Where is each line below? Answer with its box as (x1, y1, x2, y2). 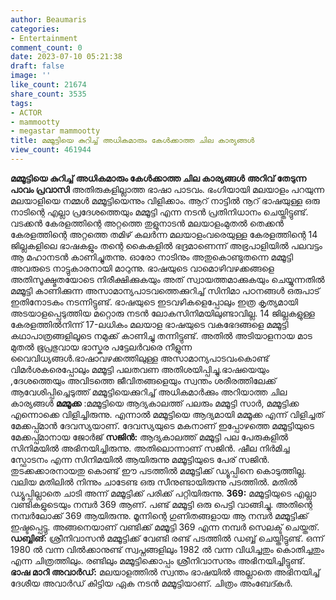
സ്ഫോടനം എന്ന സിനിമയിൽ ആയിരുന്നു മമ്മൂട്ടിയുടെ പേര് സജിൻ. (10, 453, 270, 465)
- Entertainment (10, 33, 78, 43)
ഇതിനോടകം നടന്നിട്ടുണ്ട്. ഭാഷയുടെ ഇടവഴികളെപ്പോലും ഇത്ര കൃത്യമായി (10, 296, 299, 308)
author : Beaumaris (10, 14, 87, 25)
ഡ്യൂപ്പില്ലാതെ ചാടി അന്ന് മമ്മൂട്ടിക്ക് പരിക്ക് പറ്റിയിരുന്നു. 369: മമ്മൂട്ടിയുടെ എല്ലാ (10, 487, 317, 499)
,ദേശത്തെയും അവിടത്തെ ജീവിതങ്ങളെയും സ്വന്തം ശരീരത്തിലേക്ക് (10, 374, 277, 386)
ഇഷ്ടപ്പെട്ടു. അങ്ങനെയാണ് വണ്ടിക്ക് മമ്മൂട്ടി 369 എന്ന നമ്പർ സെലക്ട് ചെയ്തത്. (10, 521, 320, 533)
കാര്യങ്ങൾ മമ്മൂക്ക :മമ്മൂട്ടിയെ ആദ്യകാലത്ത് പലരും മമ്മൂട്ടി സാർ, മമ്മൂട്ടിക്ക (10, 397, 300, 409)
